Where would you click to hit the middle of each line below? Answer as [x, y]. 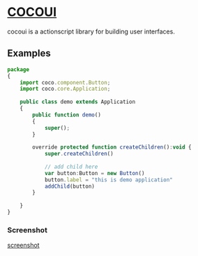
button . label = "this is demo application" [108, 180]
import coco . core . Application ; [65, 89]
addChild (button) [70, 186]
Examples [29, 53]
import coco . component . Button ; [65, 82]
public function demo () [67, 115]
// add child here [71, 167]
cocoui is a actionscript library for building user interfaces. [91, 31]
